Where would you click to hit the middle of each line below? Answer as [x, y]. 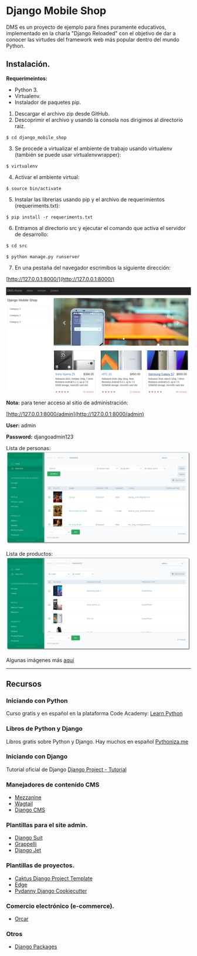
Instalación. [28, 64]
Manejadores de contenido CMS [53, 785]
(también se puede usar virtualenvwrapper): [68, 154]
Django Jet [28, 850]
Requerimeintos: [27, 78]
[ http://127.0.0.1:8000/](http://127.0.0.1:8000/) [60, 279]
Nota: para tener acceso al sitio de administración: [67, 403]
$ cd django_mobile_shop [36, 137]
